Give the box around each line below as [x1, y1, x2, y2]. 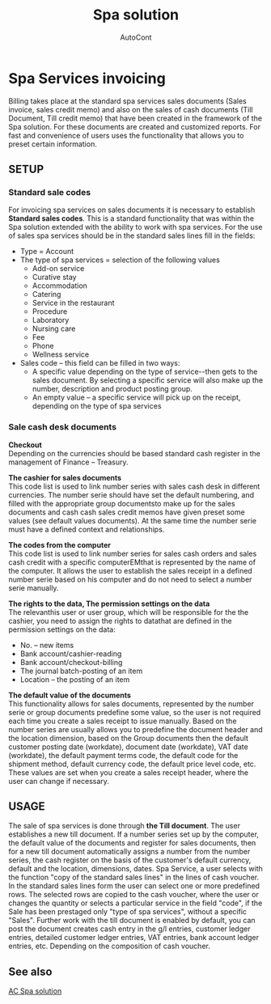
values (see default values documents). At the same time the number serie [8, 515, 257, 525]
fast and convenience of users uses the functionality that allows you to [8, 130, 244, 140]
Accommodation [32, 281, 87, 290]
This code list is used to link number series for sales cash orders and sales [8, 549, 257, 558]
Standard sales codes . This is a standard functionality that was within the [8, 214, 255, 223]
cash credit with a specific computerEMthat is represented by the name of [8, 557, 256, 567]
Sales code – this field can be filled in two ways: [19, 358, 180, 368]
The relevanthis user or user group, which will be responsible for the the [8, 607, 249, 616]
